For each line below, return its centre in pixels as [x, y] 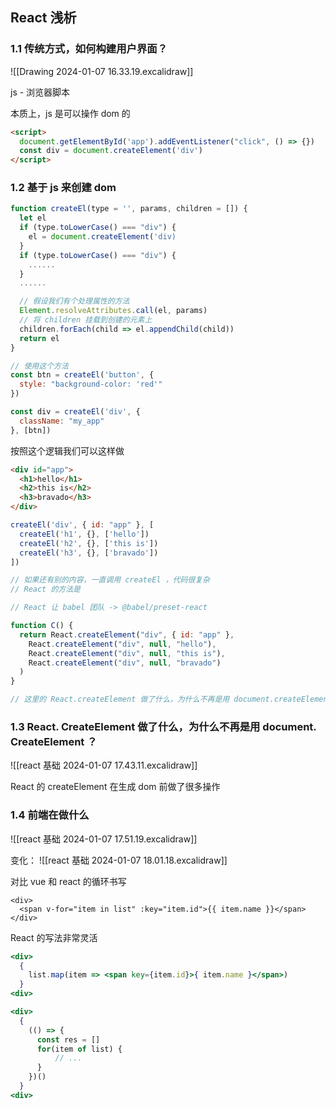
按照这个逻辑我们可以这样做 [67, 450]
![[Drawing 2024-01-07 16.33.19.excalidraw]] [102, 71]
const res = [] [68, 1039]
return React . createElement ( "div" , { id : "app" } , [127, 634]
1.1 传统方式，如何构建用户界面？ [89, 49]
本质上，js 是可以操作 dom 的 [70, 113]
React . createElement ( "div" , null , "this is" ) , [127, 653]
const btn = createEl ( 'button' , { [82, 375]
